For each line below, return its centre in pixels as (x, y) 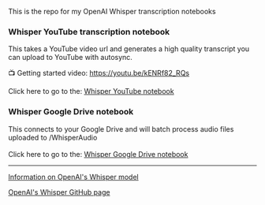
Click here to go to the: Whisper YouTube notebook (91, 91)
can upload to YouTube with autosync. (70, 58)
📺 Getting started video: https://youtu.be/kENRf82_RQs (99, 73)
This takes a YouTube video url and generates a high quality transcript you (129, 49)
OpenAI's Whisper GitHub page (59, 192)
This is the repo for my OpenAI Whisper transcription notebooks (112, 11)
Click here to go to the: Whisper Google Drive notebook (98, 154)
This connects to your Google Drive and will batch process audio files (121, 129)
